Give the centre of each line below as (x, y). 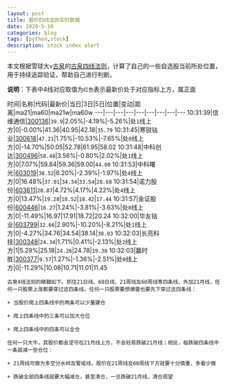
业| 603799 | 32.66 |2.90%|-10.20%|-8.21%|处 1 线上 (77, 224)
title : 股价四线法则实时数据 (44, 20)
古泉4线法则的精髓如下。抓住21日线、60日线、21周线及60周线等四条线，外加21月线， (111, 282)
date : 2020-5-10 (30, 26)
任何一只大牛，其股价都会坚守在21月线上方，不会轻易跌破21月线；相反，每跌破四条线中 (113, 343)
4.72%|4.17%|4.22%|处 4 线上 (95, 190)
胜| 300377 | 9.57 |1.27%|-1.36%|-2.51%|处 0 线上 (73, 259)
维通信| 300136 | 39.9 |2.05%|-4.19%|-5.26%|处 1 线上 (79, 121)
